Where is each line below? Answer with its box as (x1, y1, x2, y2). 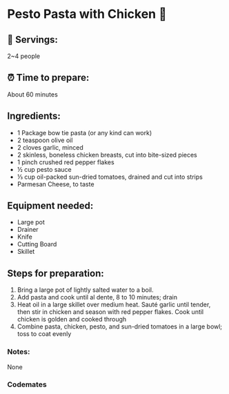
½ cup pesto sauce (17, 165, 72, 173)
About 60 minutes (7, 90, 59, 99)
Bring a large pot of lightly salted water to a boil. (17, 286, 154, 294)
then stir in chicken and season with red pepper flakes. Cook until (17, 308, 204, 316)
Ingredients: (7, 110, 61, 122)
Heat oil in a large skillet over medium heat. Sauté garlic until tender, (17, 300, 211, 309)
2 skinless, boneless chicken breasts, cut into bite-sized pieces (17, 150, 198, 159)
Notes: (7, 347, 30, 357)
